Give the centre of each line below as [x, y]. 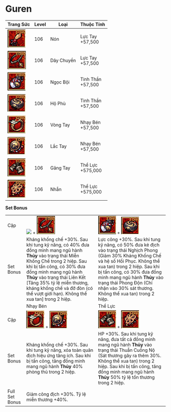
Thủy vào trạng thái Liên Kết [56, 277]
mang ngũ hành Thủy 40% [54, 366]
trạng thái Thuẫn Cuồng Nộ [126, 350]
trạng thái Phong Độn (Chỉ [125, 283]
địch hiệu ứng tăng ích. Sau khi [59, 355]
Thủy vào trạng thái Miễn [53, 255]
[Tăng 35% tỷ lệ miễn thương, [58, 283]
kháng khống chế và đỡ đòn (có [60, 288]
